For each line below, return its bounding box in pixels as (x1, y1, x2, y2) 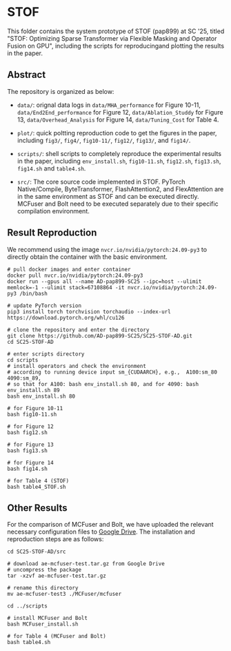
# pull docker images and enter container (7, 266, 131, 273)
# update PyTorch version (7, 302, 81, 309)
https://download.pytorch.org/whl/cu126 (7, 314, 125, 321)
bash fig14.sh (7, 465, 48, 472)
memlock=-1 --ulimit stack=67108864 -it (7, 284, 125, 291)
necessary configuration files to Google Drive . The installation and (7, 527, 195, 536)
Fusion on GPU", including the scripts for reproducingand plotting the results (7, 41, 225, 50)
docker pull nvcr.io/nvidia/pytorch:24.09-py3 (7, 272, 143, 279)
